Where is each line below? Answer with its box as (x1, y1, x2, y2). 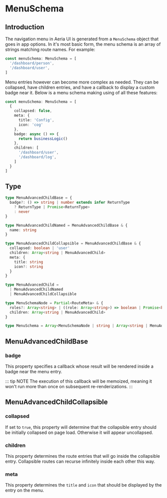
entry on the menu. (5, 488, 44, 494)
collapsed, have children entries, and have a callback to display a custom (5, 84, 155, 90)
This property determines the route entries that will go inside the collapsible (5, 453, 160, 459)
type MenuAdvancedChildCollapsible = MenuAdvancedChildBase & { (5, 241, 141, 246)
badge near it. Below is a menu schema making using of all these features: (5, 89, 158, 95)
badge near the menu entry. (5, 369, 63, 374)
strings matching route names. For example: (5, 47, 95, 52)
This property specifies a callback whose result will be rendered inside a (5, 363, 154, 369)
